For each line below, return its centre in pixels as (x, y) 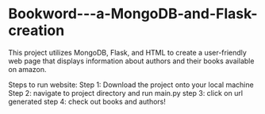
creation (36, 30)
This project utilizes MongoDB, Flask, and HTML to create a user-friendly (128, 52)
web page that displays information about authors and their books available (131, 61)
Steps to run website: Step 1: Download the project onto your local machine (131, 85)
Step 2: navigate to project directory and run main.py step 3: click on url (126, 93)
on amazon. (27, 69)
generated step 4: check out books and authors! (87, 101)
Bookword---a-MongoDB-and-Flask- (133, 14)
